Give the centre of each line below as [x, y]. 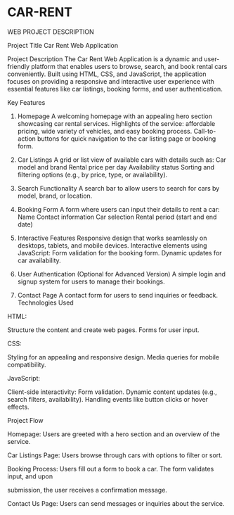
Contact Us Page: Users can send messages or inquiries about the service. [116, 503]
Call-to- [205, 131]
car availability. [39, 260]
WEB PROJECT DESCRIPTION [51, 32]
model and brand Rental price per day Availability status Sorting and [116, 167]
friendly [19, 66]
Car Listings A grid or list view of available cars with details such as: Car [122, 160]
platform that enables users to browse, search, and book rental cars [129, 66]
